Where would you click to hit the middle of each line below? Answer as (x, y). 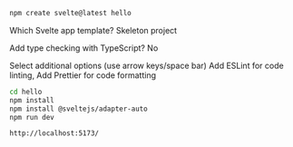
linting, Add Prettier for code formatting (83, 75)
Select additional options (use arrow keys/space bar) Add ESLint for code (146, 65)
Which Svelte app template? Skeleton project (93, 30)
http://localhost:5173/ (54, 133)
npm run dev (32, 117)
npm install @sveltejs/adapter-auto (78, 109)
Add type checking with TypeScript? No (84, 48)
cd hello (26, 92)
